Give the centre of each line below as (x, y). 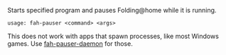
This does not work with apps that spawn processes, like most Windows (113, 36)
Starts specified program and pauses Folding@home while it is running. (112, 10)
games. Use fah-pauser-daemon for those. (70, 44)
